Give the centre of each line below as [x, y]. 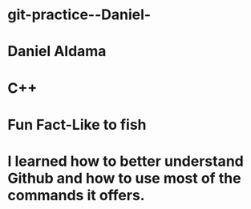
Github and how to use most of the [124, 178]
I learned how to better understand [125, 161]
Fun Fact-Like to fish [77, 125]
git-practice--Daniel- [79, 15]
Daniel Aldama [57, 52]
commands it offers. [76, 195]
